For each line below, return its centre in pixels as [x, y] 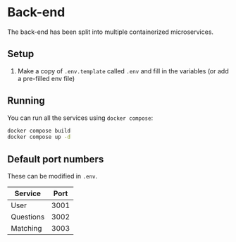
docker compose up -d [39, 137]
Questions [28, 217]
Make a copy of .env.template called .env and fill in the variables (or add [123, 71]
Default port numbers [56, 159]
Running [26, 101]
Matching [26, 229]
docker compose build [39, 131]
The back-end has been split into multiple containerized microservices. [110, 32]
